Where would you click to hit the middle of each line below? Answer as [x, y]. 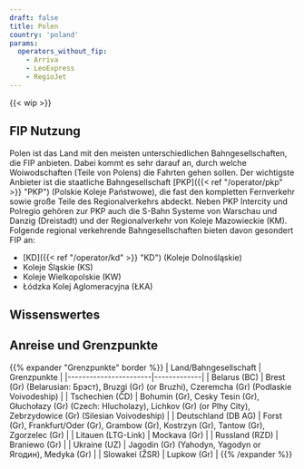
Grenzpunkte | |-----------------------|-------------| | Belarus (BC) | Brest [147, 376]
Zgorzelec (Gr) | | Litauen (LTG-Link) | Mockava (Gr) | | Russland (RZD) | [144, 435]
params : [24, 43]
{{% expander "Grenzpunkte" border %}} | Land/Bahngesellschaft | [135, 367]
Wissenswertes [55, 314]
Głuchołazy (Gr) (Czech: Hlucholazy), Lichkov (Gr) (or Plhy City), [130, 405]
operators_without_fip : [62, 52]
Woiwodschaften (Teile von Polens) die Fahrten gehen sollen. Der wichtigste [152, 172]
